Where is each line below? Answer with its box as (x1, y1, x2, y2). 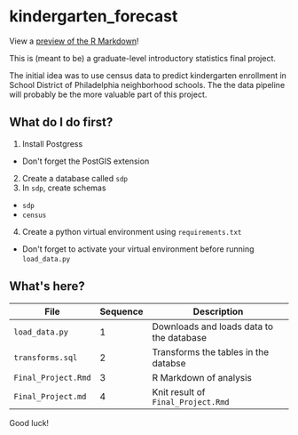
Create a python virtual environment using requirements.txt (21, 226, 242, 237)
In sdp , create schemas (21, 182, 106, 193)
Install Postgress (21, 138, 83, 149)
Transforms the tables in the (152, 345, 270, 358)
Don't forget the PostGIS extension (21, 156, 150, 166)
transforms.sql (13, 352, 78, 362)
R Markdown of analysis (152, 371, 253, 383)
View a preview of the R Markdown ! (9, 36, 139, 46)
